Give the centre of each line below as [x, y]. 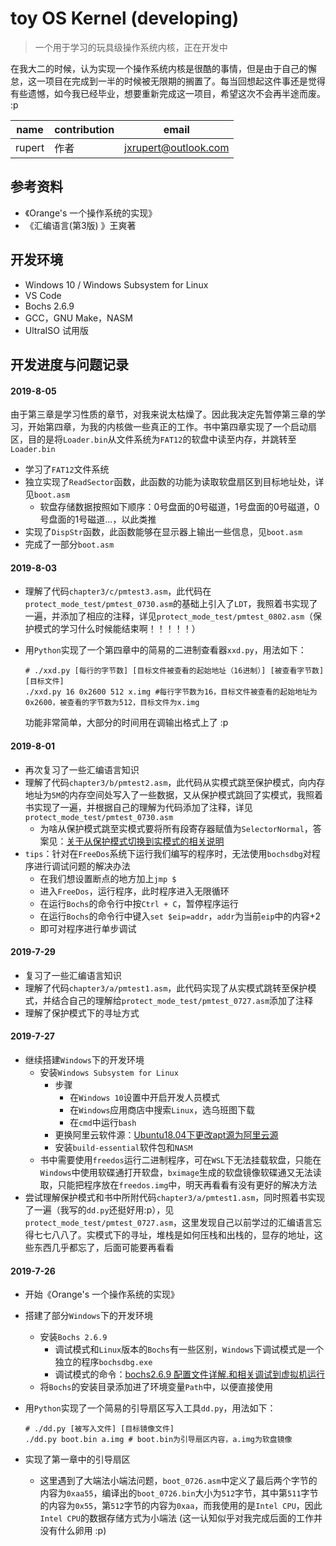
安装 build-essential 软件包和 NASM [123, 1147]
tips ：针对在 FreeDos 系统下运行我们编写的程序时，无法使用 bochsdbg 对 [168, 853]
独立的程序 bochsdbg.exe [103, 1362]
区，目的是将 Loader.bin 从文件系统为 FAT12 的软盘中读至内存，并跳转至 [153, 439]
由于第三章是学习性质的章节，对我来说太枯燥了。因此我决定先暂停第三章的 [163, 414]
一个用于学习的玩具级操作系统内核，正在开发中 [131, 47]
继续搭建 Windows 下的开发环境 [84, 1059]
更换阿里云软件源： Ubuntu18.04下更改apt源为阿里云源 [166, 1134]
